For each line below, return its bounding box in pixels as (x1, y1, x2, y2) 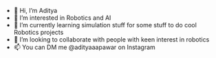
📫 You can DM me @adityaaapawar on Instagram (13, 43, 156, 51)
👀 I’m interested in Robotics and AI (13, 14, 111, 22)
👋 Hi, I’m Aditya (13, 7, 58, 14)
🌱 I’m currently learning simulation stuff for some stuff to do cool (13, 21, 197, 29)
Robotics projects (13, 28, 64, 36)
